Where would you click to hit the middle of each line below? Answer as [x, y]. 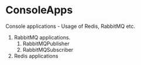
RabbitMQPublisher [46, 44]
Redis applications [36, 56]
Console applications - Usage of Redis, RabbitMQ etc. [70, 26]
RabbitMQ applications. [42, 37]
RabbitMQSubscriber [48, 49]
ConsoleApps [39, 10]
